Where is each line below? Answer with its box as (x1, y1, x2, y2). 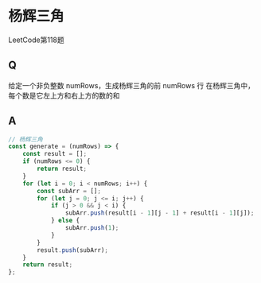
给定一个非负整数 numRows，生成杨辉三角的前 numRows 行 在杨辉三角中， (8, 80, 255, 90)
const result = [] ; (22, 150, 88, 158)
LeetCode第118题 (8, 35, 65, 45)
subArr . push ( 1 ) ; (64, 224, 119, 232)
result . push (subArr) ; (37, 246, 109, 254)
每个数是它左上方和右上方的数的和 (8, 91, 120, 100)
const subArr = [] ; (37, 187, 102, 195)
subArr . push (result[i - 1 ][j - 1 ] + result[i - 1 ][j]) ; (64, 209, 255, 217)
